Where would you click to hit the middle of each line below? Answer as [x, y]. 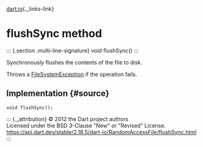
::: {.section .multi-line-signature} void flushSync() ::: [72, 50]
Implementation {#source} [58, 93]
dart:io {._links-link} [30, 9]
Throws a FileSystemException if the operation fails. [72, 74]
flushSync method [54, 34]
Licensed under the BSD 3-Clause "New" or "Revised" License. [86, 126]
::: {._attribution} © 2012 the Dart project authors [67, 119]
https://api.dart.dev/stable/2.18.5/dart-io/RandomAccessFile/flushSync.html [102, 132]
